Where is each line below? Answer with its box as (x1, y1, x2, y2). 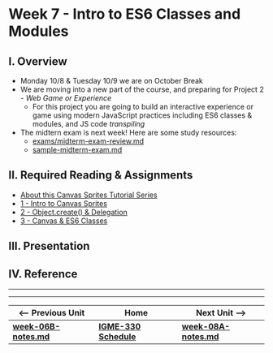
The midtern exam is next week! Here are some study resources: (19, 127, 237, 137)
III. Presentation (8, 239, 90, 253)
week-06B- (12, 321, 61, 333)
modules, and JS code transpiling (32, 119, 145, 128)
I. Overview (8, 54, 67, 68)
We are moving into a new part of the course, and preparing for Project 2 (19, 84, 264, 94)
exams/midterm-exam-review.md (32, 136, 145, 146)
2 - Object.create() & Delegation (19, 207, 128, 217)
